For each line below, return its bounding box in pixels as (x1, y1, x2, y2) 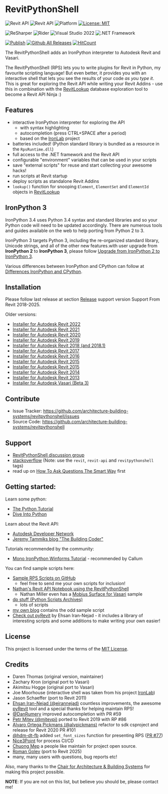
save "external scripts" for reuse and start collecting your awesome (12, 162, 152, 168)
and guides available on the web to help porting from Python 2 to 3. (5, 228, 144, 234)
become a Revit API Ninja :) (5, 91, 62, 97)
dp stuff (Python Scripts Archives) (12, 596, 83, 602)
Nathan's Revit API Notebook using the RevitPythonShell (12, 586, 129, 592)
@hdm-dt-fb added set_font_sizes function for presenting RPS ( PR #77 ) (12, 733, 163, 739)
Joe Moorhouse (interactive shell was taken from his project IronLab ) (12, 690, 155, 696)
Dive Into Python (12, 511, 47, 517)
